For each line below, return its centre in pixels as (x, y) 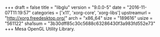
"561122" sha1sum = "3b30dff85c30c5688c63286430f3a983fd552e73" (80, 23)
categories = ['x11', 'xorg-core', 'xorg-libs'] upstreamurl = (92, 13)
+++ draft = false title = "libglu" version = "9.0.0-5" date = (65, 7)
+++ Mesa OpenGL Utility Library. (40, 29)
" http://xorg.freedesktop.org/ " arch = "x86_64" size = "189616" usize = (79, 18)
